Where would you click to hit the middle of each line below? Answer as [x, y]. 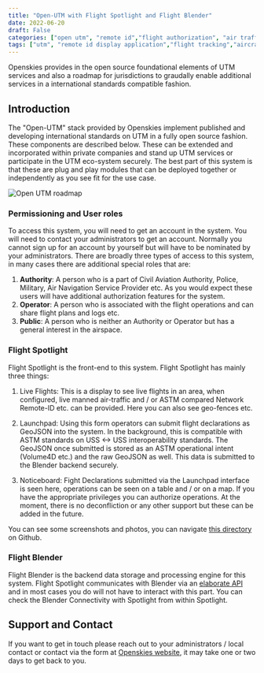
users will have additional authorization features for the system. [122, 296]
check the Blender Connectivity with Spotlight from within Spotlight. [118, 600]
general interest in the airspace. [71, 330]
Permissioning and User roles [66, 214]
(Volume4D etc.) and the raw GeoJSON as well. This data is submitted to [137, 456]
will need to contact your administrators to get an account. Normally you [125, 239]
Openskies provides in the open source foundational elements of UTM [122, 67]
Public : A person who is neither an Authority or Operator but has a [127, 322]
